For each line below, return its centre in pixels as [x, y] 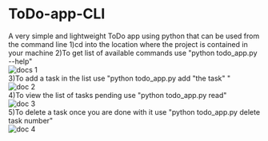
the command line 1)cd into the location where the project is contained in [128, 44]
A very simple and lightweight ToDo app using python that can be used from [134, 36]
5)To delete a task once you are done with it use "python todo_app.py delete [134, 112]
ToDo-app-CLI [57, 14]
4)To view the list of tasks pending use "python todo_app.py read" [118, 95]
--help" [20, 61]
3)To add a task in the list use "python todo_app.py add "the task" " [119, 78]
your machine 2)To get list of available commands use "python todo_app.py [133, 53]
